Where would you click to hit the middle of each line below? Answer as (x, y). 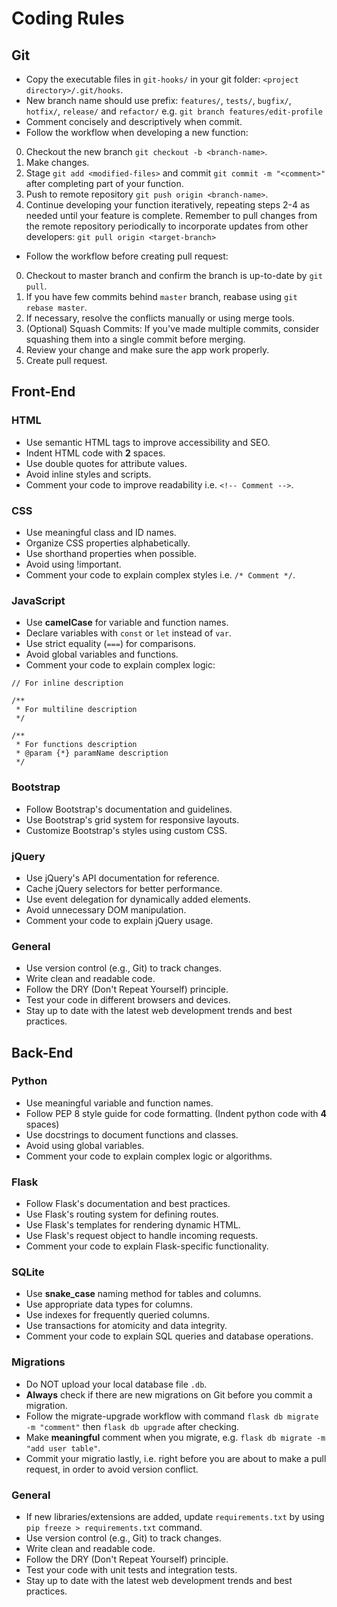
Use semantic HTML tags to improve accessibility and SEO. (148, 442)
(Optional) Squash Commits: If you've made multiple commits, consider (172, 328)
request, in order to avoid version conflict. (112, 1469)
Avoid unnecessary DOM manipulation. (106, 909)
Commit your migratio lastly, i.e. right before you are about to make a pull (176, 1458)
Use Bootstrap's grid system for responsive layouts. (132, 819)
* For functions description (76, 745)
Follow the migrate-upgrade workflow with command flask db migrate (172, 1416)
